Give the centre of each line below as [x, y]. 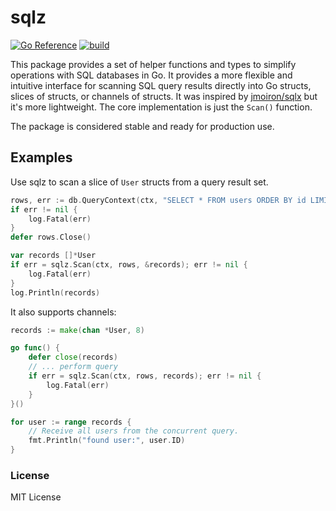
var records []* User [53, 256]
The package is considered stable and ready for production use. [142, 126]
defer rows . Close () [51, 237]
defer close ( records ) [73, 357]
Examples [41, 157]
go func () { [35, 348]
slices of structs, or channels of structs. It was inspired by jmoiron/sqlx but [164, 96]
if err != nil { [44, 209]
